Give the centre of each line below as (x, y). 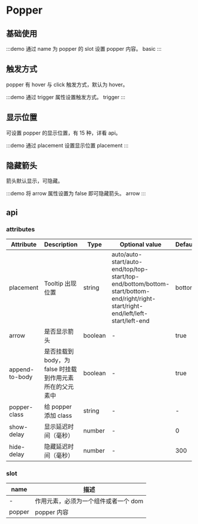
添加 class (58, 415)
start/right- (127, 306)
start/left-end (131, 321)
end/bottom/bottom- (141, 284)
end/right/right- (134, 299)
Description (61, 244)
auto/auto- (127, 254)
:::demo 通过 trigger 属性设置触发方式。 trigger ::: (66, 97)
